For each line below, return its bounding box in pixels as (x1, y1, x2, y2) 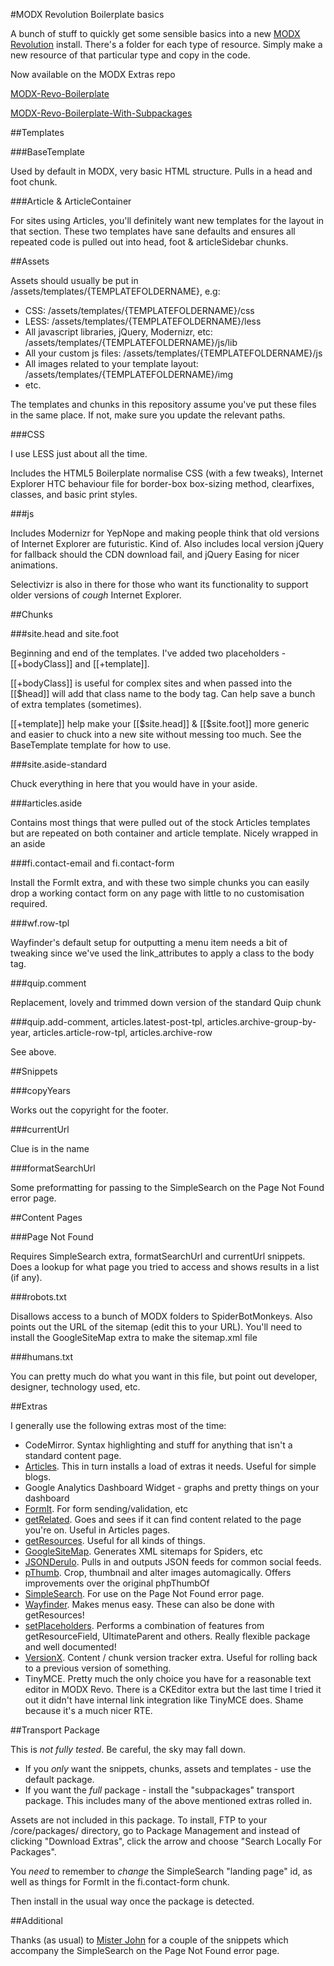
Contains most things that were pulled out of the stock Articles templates (10, 817, 311, 828)
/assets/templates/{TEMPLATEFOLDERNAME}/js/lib (24, 337, 238, 348)
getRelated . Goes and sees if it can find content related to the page (24, 1514, 302, 1525)
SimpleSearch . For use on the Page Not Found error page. (24, 1588, 265, 1599)
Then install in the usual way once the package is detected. (10, 1895, 255, 1907)
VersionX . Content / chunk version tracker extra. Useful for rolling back (24, 1652, 318, 1663)
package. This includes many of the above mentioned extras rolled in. (24, 1795, 313, 1806)
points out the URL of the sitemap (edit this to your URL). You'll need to (10, 1321, 303, 1333)
